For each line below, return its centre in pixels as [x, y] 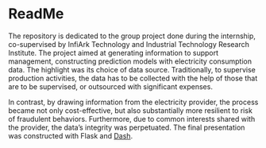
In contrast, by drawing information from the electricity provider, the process [133, 102]
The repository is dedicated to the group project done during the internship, [132, 36]
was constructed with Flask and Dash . [71, 135]
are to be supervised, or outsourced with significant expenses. [110, 86]
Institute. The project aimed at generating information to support [114, 53]
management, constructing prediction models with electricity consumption [130, 61]
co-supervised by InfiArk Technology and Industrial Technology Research [129, 44]
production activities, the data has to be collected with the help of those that [133, 78]
